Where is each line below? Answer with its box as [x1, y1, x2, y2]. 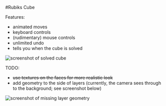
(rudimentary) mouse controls [12, 35, 75, 40]
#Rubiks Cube [5, 5, 35, 10]
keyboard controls [12, 29, 51, 35]
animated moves [12, 24, 48, 30]
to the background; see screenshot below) [12, 85, 102, 91]
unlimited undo [12, 40, 44, 46]
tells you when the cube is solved [12, 45, 83, 51]
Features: [5, 14, 25, 20]
